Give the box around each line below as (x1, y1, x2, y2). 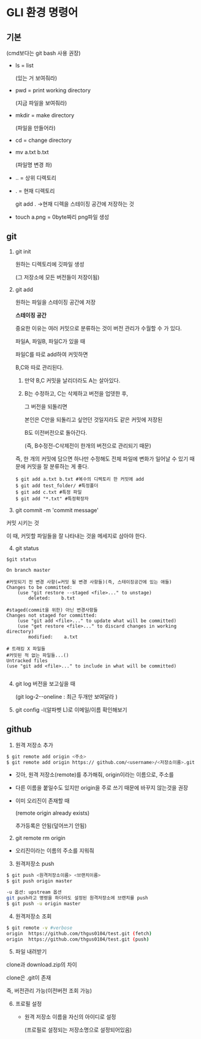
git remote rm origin (15, 835, 66, 842)
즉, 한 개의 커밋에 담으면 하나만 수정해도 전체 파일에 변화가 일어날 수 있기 (15, 455, 189, 462)
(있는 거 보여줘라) (15, 74, 58, 82)
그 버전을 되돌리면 (24, 403, 67, 410)
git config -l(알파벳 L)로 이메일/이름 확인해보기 (15, 706, 127, 713)
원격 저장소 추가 (15, 741, 53, 749)
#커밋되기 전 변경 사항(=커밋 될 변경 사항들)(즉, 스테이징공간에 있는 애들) (6, 578, 172, 585)
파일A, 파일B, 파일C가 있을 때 (15, 337, 86, 344)
